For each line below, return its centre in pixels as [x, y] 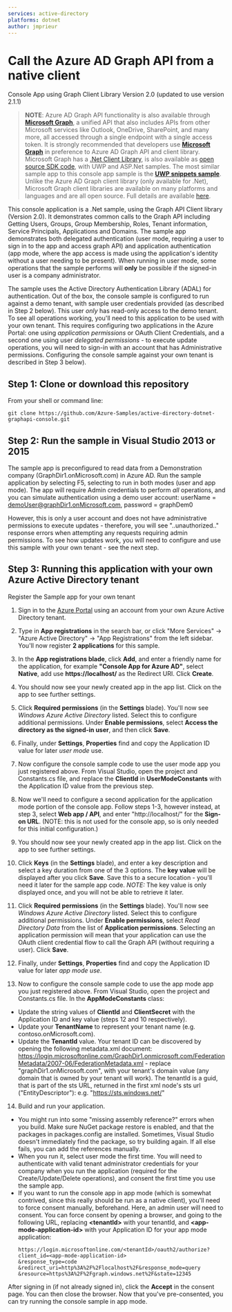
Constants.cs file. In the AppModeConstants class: [91, 998]
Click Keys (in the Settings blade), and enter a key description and [113, 863]
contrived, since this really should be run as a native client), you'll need [119, 1200]
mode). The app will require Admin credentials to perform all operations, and [117, 490]
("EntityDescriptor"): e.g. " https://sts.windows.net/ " [91, 1092]
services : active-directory [48, 13]
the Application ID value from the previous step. [86, 786]
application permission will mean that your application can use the [112, 935]
